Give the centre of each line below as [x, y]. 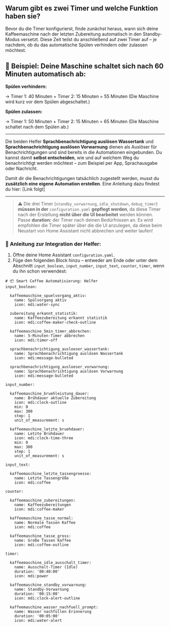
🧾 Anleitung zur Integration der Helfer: [53, 244]
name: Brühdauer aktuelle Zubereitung [55, 398]
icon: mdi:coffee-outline [42, 545]
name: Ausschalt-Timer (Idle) [46, 567]
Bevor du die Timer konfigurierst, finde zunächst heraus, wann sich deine [82, 28]
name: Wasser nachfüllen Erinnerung [53, 611]
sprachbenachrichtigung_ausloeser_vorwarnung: [60, 367]
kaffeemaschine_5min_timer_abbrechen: [51, 331]
